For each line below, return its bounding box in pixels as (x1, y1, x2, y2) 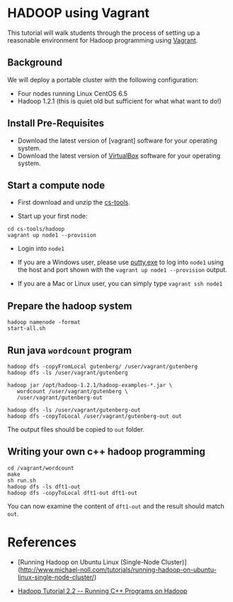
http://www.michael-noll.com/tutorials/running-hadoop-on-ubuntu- (20, 565, 217, 574)
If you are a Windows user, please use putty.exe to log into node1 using (17, 258, 225, 267)
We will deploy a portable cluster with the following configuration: (7, 75, 199, 84)
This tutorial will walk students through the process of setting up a (7, 28, 200, 37)
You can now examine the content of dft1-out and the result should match (7, 502, 225, 510)
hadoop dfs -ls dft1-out (7, 483, 81, 491)
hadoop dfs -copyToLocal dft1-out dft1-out (7, 489, 138, 496)
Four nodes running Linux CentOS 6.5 (17, 89, 128, 97)
